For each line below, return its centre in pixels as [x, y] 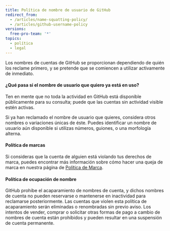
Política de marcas [25, 145]
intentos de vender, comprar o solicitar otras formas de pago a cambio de [83, 212]
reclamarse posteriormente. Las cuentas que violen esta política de [76, 201]
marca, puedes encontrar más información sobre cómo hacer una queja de [84, 162]
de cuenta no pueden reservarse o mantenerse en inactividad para [76, 196]
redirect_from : [21, 15]
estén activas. [20, 107]
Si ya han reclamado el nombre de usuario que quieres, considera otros [80, 117]
